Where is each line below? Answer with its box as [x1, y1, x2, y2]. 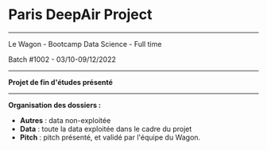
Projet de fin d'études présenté [8, 77, 114, 87]
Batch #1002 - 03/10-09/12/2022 [8, 54, 117, 64]
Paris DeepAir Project [8, 6, 153, 24]
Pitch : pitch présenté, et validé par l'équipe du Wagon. [19, 133, 201, 142]
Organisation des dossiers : [8, 100, 102, 110]
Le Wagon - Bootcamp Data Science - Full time [8, 39, 162, 48]
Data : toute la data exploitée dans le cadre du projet [19, 124, 192, 133]
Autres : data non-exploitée [19, 115, 111, 125]
